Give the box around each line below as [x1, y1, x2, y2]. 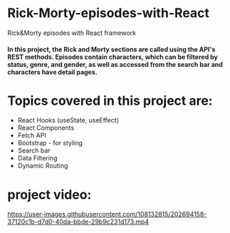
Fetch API [17, 131, 46, 140]
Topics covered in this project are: [7, 93, 213, 108]
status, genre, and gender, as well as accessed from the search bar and [7, 60, 223, 68]
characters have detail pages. [7, 68, 98, 76]
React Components [17, 123, 75, 133]
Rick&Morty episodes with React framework [7, 29, 137, 37]
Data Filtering [17, 154, 58, 162]
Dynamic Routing [17, 162, 68, 170]
